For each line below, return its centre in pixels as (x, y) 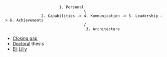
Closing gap (25, 38)
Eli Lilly (20, 49)
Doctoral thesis (28, 43)
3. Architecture (103, 29)
